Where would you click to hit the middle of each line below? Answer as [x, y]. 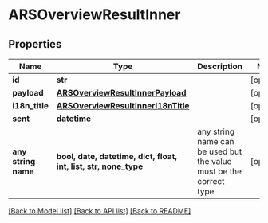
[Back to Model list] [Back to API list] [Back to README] [100, 211]
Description [220, 67]
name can [216, 141]
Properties [35, 44]
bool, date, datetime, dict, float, [117, 156]
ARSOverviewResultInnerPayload [121, 93]
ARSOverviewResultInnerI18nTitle [123, 106]
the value [215, 161]
